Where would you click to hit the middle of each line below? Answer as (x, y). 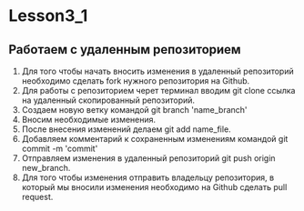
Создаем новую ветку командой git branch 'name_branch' (134, 110)
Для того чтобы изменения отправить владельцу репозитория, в (148, 177)
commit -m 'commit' (60, 148)
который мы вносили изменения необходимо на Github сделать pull (154, 187)
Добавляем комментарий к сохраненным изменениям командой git (155, 139)
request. (37, 197)
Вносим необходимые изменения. (89, 120)
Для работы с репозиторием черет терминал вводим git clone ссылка (158, 90)
